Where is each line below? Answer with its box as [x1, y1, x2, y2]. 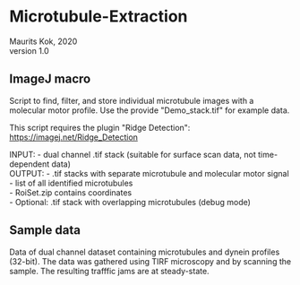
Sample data [9, 222, 81, 238]
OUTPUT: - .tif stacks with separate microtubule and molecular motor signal [9, 168, 289, 178]
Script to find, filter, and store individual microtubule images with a [9, 95, 254, 106]
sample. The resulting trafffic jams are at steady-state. [9, 265, 210, 276]
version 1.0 [9, 45, 49, 56]
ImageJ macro [9, 72, 91, 87]
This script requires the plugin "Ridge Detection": [9, 122, 191, 133]
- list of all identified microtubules [9, 177, 133, 188]
